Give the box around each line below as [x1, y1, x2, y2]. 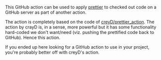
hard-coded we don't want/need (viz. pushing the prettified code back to [5, 30, 155, 35]
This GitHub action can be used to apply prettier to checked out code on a [5, 4, 157, 10]
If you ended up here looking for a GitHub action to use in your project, [5, 44, 150, 50]
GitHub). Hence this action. [5, 34, 60, 40]
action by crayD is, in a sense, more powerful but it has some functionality [5, 24, 157, 30]
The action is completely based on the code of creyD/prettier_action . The [5, 19, 155, 25]
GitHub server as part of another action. [5, 9, 87, 15]
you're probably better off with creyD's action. [5, 49, 100, 55]
